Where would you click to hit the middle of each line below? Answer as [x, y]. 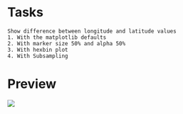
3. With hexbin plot [38, 50]
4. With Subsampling [38, 56]
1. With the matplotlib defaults [57, 37]
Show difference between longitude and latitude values [92, 31]
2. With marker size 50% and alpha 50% [67, 43]
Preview [32, 84]
